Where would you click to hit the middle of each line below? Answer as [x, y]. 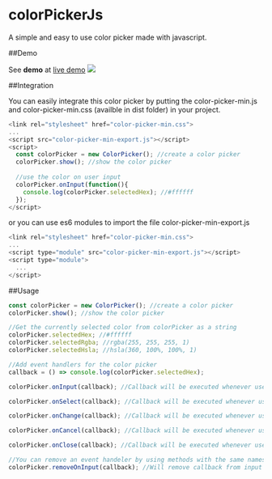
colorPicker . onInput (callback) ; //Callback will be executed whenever [130, 387]
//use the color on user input [68, 177]
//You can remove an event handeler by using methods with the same [126, 460]
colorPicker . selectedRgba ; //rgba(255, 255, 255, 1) [99, 343]
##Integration [31, 85]
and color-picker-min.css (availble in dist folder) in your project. [115, 109]
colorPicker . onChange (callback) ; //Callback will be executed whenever [132, 416]
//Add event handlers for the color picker [83, 365]
